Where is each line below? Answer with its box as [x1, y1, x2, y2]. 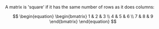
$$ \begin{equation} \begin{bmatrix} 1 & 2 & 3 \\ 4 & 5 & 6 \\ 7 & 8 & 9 [12, 14, 154, 19]
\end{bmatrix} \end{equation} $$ [49, 19, 117, 24]
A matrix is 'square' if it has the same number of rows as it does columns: [5, 4, 155, 10]
